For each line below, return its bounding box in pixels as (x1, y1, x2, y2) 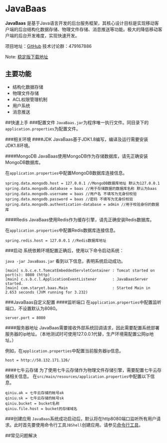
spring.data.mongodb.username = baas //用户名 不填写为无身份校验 (5, 191, 137, 196)
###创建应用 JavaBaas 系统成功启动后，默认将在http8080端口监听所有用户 (5, 416, 157, 422)
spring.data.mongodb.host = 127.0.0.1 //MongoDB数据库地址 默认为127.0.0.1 (5, 180, 161, 186)
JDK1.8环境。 (5, 143, 33, 148)
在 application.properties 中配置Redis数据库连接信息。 (5, 227, 118, 233)
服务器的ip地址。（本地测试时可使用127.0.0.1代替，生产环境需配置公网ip (5, 331, 150, 337)
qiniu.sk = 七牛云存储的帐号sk (5, 396, 64, 401)
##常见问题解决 (5, 432, 37, 439)
